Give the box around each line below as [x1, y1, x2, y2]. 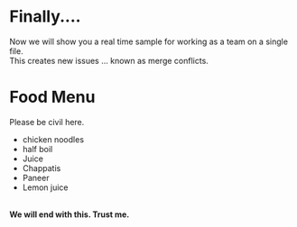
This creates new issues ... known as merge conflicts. [9, 55, 209, 66]
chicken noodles [22, 133, 84, 145]
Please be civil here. [9, 116, 85, 127]
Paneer [22, 172, 50, 183]
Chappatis [22, 162, 61, 173]
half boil [22, 143, 53, 154]
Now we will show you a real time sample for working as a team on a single [9, 36, 289, 47]
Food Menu [9, 87, 96, 107]
